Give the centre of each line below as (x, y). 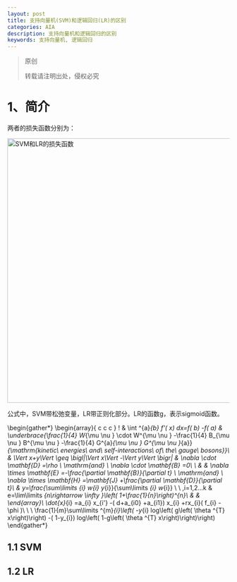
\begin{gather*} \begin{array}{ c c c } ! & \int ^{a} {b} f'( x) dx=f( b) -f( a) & (115, 428)
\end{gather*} (28, 526)
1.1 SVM (25, 547)
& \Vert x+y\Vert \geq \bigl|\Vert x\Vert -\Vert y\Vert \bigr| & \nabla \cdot (112, 458)
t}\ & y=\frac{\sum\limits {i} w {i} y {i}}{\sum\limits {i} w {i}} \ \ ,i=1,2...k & (110, 488)
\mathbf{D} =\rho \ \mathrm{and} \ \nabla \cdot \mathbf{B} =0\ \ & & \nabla (118, 466)
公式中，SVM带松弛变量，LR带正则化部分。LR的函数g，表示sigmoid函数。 (115, 414)
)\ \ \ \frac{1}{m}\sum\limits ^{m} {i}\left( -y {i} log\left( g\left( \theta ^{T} (123, 510)
